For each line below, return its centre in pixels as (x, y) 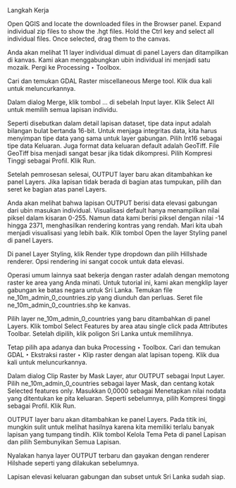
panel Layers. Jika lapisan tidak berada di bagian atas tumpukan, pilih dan (114, 182)
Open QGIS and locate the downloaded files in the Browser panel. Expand (114, 24)
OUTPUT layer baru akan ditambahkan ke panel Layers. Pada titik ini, (107, 419)
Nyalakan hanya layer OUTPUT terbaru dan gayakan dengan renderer (108, 456)
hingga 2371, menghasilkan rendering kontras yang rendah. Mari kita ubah (115, 225)
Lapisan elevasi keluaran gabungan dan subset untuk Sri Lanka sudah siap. (116, 477)
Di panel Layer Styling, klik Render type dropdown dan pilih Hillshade (107, 254)
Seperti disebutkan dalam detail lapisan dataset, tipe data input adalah (109, 123)
